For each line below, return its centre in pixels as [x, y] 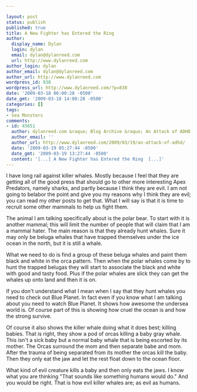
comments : [18, 121]
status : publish [26, 22]
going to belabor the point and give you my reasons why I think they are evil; [98, 194]
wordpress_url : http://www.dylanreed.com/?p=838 [67, 88]
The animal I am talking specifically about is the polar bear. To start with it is [98, 218]
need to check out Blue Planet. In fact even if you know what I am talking [94, 297]
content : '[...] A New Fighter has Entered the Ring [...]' [88, 159]
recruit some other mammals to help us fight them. [67, 207]
